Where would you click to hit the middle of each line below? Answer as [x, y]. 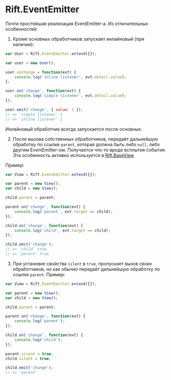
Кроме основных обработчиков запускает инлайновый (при [78, 39]
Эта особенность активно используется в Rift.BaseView [73, 155]
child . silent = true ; [28, 359]
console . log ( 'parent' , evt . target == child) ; [64, 211]
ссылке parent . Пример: [39, 274]
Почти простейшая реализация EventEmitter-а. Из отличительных [77, 24]
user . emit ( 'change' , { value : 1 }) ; [44, 109]
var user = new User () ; [31, 63]
